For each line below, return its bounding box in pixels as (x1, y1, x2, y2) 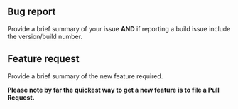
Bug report (7, 6, 56, 18)
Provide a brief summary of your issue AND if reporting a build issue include (7, 24, 231, 33)
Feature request (7, 53, 80, 65)
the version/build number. (7, 32, 83, 41)
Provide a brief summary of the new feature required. (7, 71, 163, 81)
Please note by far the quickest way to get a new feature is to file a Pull (7, 85, 220, 94)
